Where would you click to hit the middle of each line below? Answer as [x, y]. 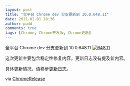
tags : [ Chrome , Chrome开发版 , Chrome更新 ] [48, 33]
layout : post [19, 10]
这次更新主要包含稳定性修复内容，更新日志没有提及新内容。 [66, 58]
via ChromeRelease [25, 79]
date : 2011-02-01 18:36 [30, 19]
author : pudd [19, 24]
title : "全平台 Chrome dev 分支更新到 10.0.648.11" [57, 14]
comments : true [21, 28]
